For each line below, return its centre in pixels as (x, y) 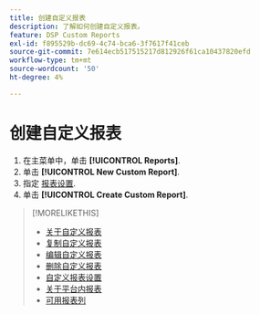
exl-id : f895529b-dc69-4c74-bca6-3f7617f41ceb (99, 43)
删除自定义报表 (73, 266)
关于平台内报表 (73, 288)
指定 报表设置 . (49, 183)
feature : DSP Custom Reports (65, 35)
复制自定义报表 (73, 243)
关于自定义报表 (73, 231)
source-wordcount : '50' (55, 69)
